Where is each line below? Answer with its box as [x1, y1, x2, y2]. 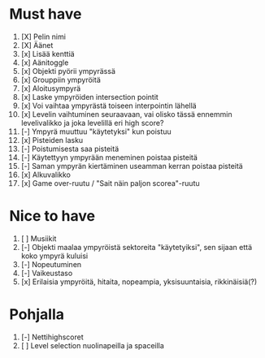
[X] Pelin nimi [20, 32, 66, 41]
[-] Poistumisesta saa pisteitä [20, 144, 119, 153]
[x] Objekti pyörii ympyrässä [20, 66, 116, 75]
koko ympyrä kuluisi [20, 251, 89, 261]
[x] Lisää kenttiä [20, 49, 76, 58]
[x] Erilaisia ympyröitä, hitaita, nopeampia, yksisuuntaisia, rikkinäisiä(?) [20, 277, 258, 287]
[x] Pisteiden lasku [20, 135, 84, 144]
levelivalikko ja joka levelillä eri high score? [20, 118, 164, 127]
